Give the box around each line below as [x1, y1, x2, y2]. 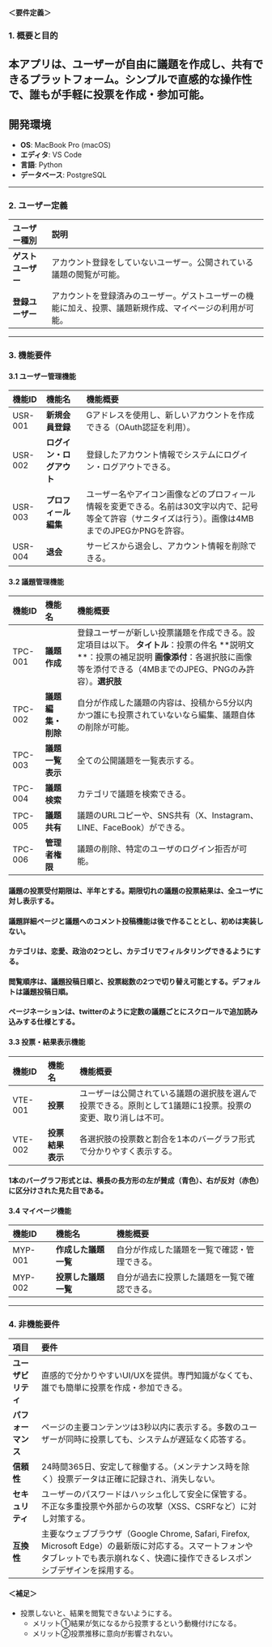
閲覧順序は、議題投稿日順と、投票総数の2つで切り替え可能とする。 [8, 977, 232, 986]
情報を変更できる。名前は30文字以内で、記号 [86, 501, 259, 512]
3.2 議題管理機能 [8, 576, 65, 586]
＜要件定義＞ [8, 7, 51, 17]
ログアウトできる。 [102, 461, 176, 472]
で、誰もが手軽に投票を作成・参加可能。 [8, 88, 210, 101]
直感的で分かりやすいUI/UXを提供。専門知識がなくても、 [41, 1369, 258, 1381]
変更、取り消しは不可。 [79, 1112, 169, 1123]
